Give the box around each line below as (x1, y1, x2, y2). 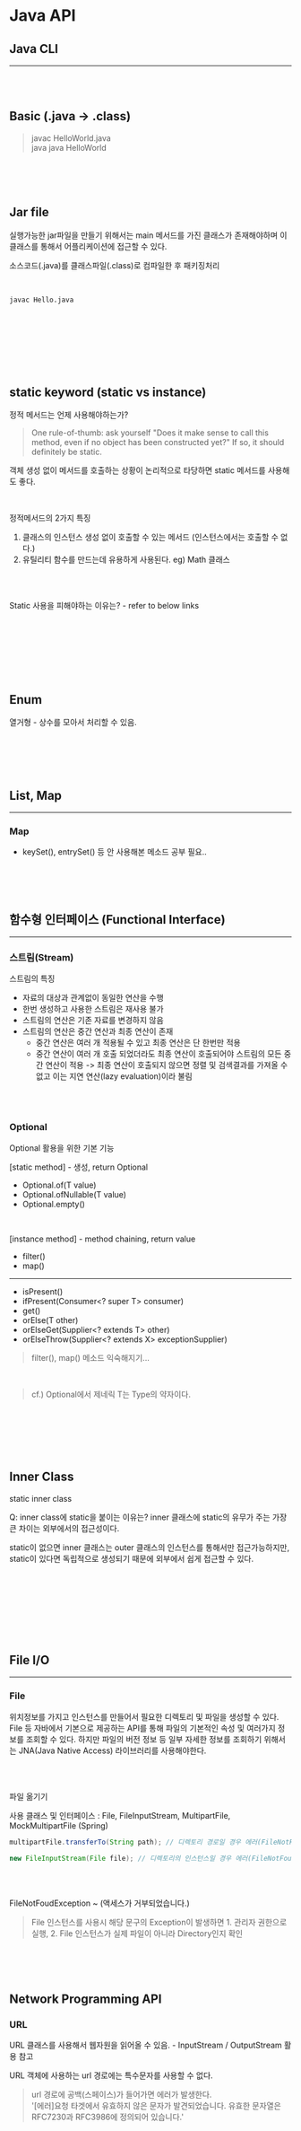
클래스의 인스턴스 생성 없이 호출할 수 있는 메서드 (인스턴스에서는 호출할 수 (21, 531, 279, 543)
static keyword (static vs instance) (9, 385, 207, 400)
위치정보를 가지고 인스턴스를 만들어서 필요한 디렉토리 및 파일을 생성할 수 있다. (9, 1711, 279, 1722)
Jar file (9, 205, 49, 220)
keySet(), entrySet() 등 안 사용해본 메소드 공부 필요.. (21, 846, 208, 857)
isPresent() (21, 1285, 64, 1297)
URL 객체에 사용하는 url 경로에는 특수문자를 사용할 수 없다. (9, 2070, 213, 2081)
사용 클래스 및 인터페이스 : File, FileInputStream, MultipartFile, (9, 1810, 231, 1820)
